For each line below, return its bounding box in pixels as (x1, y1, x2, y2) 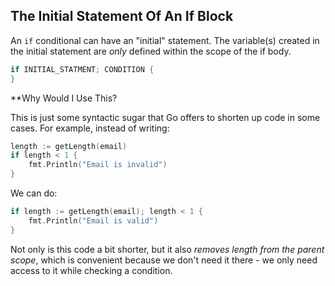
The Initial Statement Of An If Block (10, 8, 234, 25)
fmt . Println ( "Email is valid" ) (28, 215, 159, 226)
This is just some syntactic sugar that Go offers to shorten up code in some (10, 111, 321, 123)
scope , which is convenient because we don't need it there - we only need (10, 254, 318, 266)
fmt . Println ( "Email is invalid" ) (28, 160, 168, 170)
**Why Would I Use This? (10, 92, 118, 104)
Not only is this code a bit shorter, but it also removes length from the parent (10, 243, 325, 255)
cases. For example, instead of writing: (10, 122, 170, 134)
